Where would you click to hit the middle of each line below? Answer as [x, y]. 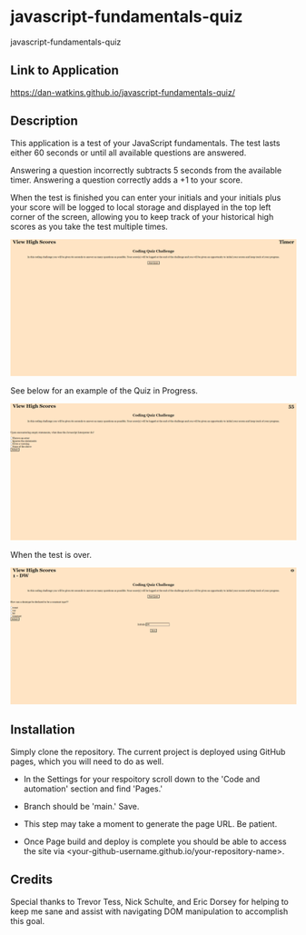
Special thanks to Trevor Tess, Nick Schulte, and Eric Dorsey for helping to [150, 901]
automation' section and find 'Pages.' [93, 789]
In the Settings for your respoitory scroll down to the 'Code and [142, 779]
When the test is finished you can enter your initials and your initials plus [146, 197]
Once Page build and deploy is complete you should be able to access [155, 841]
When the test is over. [51, 554]
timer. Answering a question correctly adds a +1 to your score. [127, 180]
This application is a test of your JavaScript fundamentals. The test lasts [145, 143]
